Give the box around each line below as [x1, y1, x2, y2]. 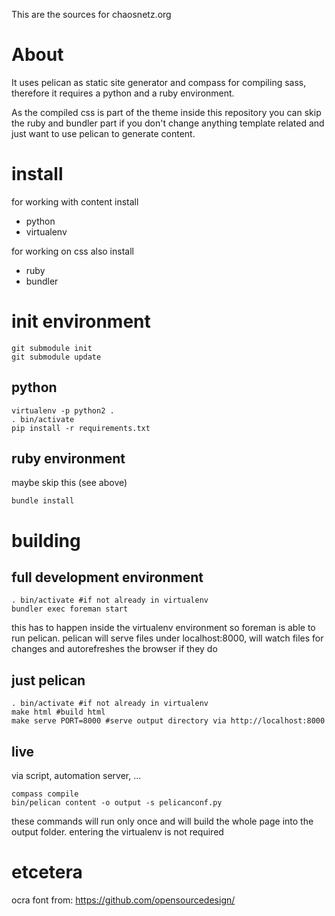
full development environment [11, 569, 204, 586]
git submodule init [11, 343, 93, 353]
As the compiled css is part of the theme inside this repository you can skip [11, 106, 322, 118]
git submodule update [11, 352, 102, 362]
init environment [11, 310, 151, 333]
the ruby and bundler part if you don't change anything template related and [11, 117, 325, 129]
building [11, 529, 81, 552]
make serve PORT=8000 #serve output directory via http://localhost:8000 [11, 716, 326, 726]
